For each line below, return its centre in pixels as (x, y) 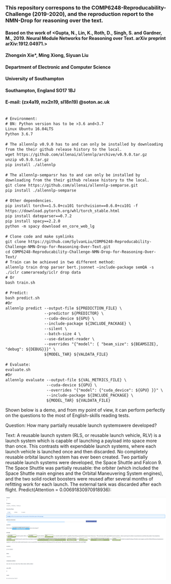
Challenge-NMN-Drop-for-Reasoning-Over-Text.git (58, 247)
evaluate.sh (18, 370)
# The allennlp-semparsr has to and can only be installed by (73, 175)
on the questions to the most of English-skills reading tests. (68, 415)
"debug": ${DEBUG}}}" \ (31, 349)
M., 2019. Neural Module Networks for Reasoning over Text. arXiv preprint (86, 38)
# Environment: (21, 119)
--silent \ (56, 329)
